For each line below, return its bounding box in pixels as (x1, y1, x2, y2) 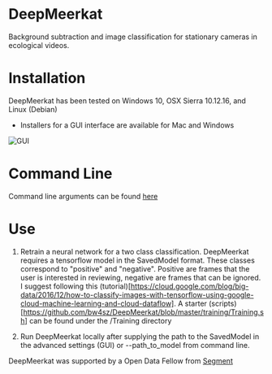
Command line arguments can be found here (8, 191, 158, 201)
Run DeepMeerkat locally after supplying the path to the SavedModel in (19, 331, 260, 341)
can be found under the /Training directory (29, 315, 172, 325)
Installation (8, 69, 86, 88)
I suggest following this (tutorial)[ (19, 281, 132, 291)
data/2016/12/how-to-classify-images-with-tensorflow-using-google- (19, 289, 254, 299)
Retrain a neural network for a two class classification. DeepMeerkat (19, 246, 249, 256)
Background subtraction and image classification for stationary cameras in (8, 32, 258, 41)
